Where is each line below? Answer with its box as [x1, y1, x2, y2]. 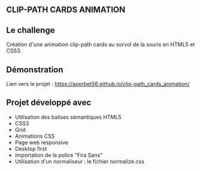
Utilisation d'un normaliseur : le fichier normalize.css [14, 157, 145, 165]
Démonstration [6, 64, 64, 75]
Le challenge [6, 25, 55, 35]
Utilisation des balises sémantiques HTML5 [14, 113, 121, 120]
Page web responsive [14, 138, 69, 146]
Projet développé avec [6, 98, 92, 108]
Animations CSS [14, 132, 55, 140]
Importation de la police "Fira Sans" [14, 152, 103, 159]
